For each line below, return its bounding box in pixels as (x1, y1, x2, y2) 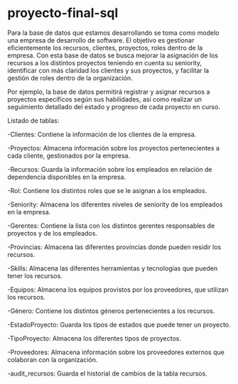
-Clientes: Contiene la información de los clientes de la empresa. (7, 130, 197, 138)
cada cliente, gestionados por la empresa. (7, 151, 130, 160)
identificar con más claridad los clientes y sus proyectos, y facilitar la (7, 66, 210, 75)
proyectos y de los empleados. (7, 229, 98, 237)
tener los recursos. (7, 271, 63, 280)
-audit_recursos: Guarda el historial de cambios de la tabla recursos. (7, 369, 207, 378)
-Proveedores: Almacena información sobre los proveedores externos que (7, 348, 225, 356)
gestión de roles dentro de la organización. (7, 73, 133, 82)
